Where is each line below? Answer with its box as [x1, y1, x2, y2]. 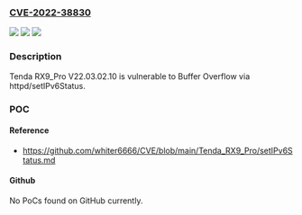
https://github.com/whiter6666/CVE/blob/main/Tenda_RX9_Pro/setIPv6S [22, 145, 293, 156]
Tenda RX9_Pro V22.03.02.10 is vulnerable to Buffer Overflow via [9, 70, 251, 82]
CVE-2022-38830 [9, 6, 92, 19]
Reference [9, 125, 50, 136]
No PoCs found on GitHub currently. [9, 195, 143, 206]
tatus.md [22, 155, 56, 166]
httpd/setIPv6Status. [9, 80, 86, 91]
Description [9, 50, 62, 63]
